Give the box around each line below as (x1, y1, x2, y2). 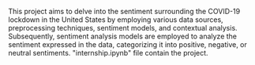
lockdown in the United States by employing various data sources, (8, 15, 223, 24)
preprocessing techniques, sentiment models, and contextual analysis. (8, 23, 238, 32)
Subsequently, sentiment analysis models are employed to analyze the (8, 31, 237, 41)
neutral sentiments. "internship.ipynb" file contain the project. (8, 49, 208, 57)
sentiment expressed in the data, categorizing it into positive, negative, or (8, 40, 247, 49)
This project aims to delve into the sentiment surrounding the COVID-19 (8, 7, 241, 16)
